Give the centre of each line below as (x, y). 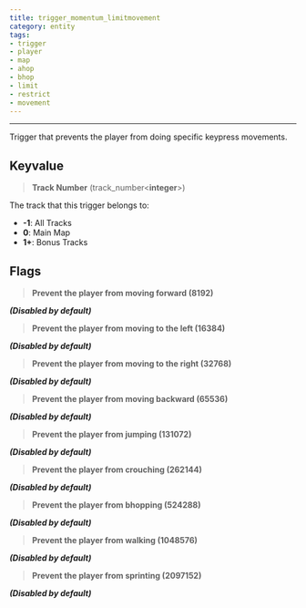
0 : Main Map (46, 232)
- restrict (30, 94)
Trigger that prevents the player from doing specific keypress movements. (148, 137)
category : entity (42, 26)
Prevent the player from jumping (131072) (112, 434)
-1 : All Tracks (47, 223)
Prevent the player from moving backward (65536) (130, 399)
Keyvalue (36, 165)
